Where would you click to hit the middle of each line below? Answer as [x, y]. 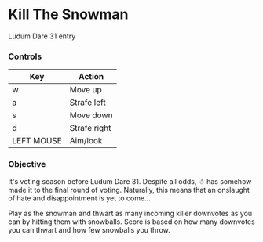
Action [91, 77]
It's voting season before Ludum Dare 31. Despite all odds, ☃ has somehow [130, 181]
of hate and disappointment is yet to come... [79, 198]
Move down [91, 115]
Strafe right [90, 128]
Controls [25, 56]
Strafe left [88, 103]
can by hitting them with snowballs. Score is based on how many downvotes [131, 222]
